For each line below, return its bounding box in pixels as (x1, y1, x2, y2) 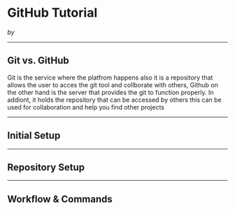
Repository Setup (7, 161, 85, 173)
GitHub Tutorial (7, 5, 98, 21)
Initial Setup (7, 130, 61, 142)
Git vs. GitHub (7, 54, 70, 67)
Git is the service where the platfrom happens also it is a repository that (7, 73, 213, 82)
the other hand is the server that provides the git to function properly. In (7, 88, 214, 96)
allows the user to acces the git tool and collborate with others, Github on (7, 80, 218, 89)
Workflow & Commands (7, 193, 113, 205)
